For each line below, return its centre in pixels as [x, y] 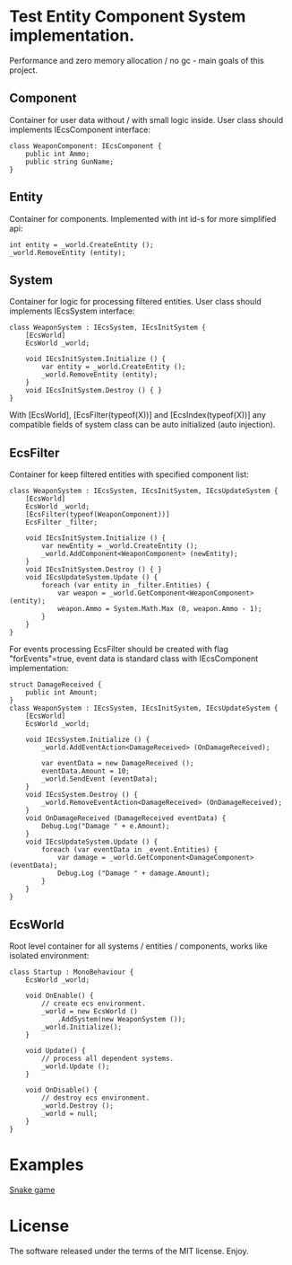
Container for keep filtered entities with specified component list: [129, 474]
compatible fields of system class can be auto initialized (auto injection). [142, 425]
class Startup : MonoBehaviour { [72, 972]
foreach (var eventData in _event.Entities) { [130, 850]
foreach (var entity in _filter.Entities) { [126, 586]
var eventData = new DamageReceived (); [118, 764]
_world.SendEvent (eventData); [100, 779]
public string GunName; [70, 162]
